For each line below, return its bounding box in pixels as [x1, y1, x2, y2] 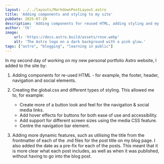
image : [5, 30, 19, 35]
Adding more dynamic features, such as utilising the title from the [12, 132, 145, 138]
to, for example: [12, 92, 44, 98]
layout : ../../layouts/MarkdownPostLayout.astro [5, 7, 107, 12]
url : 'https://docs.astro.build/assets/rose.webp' [14, 35, 120, 40]
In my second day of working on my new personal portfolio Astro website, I [5, 57, 157, 63]
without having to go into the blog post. [12, 153, 92, 159]
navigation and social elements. [12, 77, 77, 83]
